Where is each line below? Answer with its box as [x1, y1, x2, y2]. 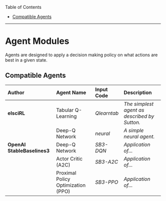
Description [124, 89, 152, 96]
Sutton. [124, 119, 141, 126]
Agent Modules [5, 35, 70, 47]
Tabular [56, 106, 74, 113]
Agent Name [56, 89, 86, 96]
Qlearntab [95, 109, 119, 116]
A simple [124, 127, 144, 134]
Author [7, 89, 25, 96]
